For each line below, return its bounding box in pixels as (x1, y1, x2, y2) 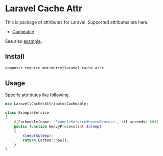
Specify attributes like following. (5, 92, 70, 98)
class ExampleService (5, 110, 49, 115)
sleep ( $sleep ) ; (23, 133, 54, 138)
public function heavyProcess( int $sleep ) (14, 124, 102, 129)
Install (5, 52, 24, 61)
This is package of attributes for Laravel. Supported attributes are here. (5, 19, 149, 25)
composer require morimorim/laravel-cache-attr (5, 65, 104, 70)
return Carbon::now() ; (23, 138, 69, 143)
